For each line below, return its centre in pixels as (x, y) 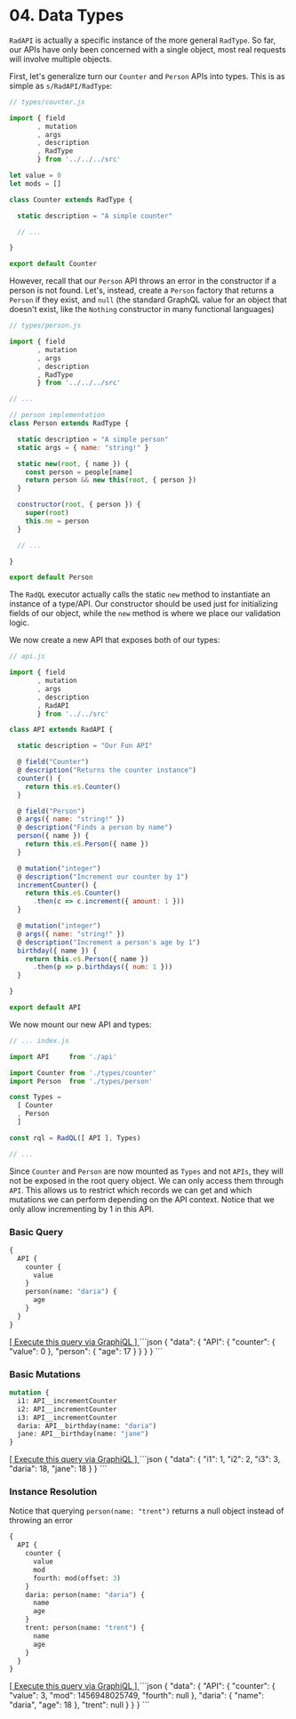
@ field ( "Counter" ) (53, 762)
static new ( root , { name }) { (73, 463)
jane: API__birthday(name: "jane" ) (83, 1434)
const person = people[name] (79, 472)
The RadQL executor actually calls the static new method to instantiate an (140, 594)
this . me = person (57, 521)
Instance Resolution (53, 1492)
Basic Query (36, 1232)
